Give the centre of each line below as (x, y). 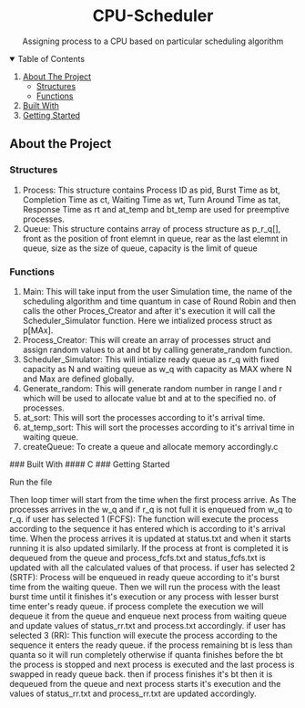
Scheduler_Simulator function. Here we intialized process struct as (147, 320)
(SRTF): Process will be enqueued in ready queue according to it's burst (145, 577)
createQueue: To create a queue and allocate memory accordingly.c (150, 446)
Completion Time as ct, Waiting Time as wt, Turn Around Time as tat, (152, 199)
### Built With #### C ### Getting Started (90, 464)
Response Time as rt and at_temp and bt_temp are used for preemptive (156, 209)
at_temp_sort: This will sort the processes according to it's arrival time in (158, 427)
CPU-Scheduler (153, 16)
